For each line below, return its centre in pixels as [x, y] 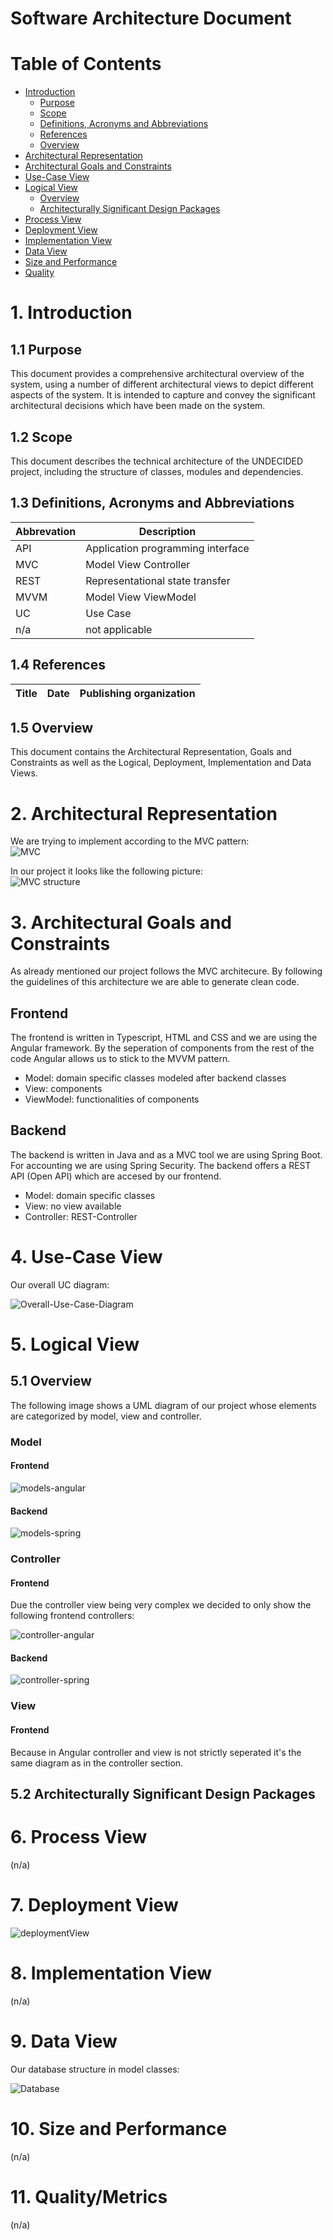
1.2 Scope [41, 437]
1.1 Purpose [46, 349]
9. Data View [64, 2041]
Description [167, 531]
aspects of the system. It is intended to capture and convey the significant [163, 395]
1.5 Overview [52, 727]
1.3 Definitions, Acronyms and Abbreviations [152, 503]
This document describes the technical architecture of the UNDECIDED [157, 461]
